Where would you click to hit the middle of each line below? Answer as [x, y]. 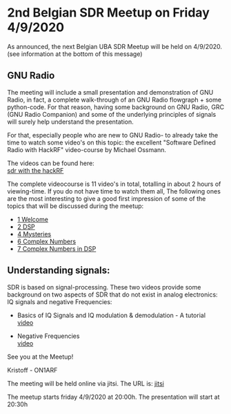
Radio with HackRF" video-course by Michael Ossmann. [87, 149]
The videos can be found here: [51, 163]
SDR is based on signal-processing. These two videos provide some [104, 287]
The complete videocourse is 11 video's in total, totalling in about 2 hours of [114, 184]
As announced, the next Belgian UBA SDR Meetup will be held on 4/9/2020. [115, 46]
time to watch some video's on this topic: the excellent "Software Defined [111, 142]
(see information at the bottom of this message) [75, 54]
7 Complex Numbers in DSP [57, 248]
